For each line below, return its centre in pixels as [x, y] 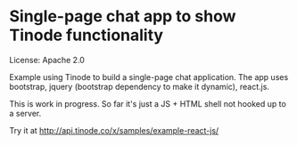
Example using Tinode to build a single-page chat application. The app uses [149, 77]
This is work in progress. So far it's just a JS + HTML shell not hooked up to [148, 103]
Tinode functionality [86, 35]
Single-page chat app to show [123, 16]
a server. [25, 113]
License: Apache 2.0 [47, 60]
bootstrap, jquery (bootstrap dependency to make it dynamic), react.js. [140, 86]
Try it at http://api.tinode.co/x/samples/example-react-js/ [114, 130]
